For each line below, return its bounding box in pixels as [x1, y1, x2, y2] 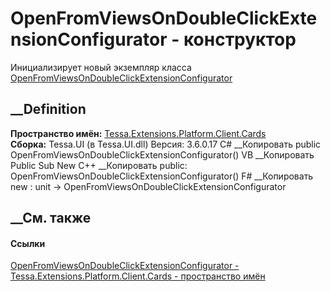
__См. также [10, 210, 92, 227]
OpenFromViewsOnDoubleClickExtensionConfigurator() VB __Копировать [10, 148, 315, 161]
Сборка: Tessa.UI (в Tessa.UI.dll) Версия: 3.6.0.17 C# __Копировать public [10, 138, 322, 150]
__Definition [10, 101, 87, 118]
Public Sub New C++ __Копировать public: [10, 159, 188, 171]
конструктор [183, 28, 297, 51]
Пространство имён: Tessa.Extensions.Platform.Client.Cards [10, 127, 267, 139]
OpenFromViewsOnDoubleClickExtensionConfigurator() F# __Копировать [10, 170, 314, 182]
